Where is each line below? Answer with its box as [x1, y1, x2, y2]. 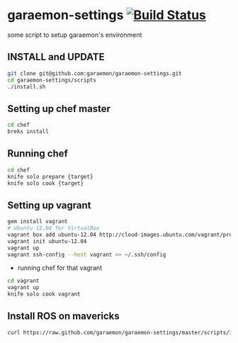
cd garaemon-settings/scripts [7, 77, 97, 84]
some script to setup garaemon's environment [7, 30, 142, 39]
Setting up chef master [7, 103, 111, 115]
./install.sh [7, 83, 46, 90]
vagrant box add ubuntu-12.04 [7, 231, 97, 238]
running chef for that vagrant [17, 264, 103, 272]
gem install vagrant [7, 218, 69, 225]
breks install [7, 128, 50, 135]
